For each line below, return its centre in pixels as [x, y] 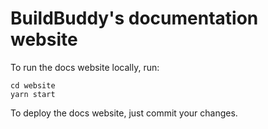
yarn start [33, 94]
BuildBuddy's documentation [134, 18]
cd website [33, 85]
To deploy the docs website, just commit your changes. [124, 113]
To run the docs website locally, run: [85, 67]
